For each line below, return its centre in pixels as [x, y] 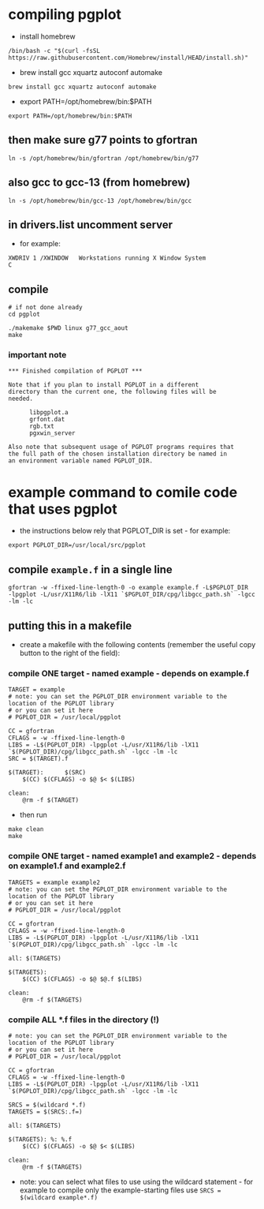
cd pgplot [24, 314]
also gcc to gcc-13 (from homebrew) [99, 183]
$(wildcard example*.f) [59, 1197]
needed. [21, 399]
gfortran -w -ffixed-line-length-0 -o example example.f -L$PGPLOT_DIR [128, 588]
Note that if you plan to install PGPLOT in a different [104, 385]
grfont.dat [47, 420]
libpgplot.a [48, 413]
